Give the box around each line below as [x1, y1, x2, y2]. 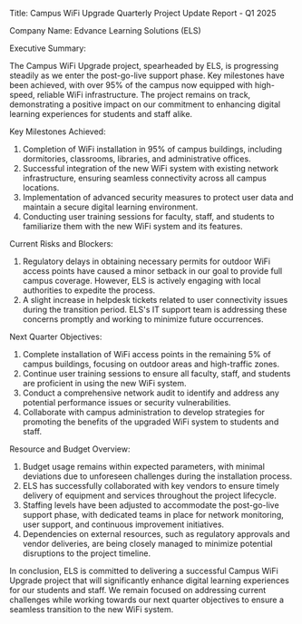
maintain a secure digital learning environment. [22, 201, 199, 212]
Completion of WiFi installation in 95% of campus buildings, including [22, 144, 283, 154]
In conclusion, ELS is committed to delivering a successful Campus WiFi [9, 566, 278, 576]
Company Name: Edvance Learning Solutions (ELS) [9, 25, 201, 35]
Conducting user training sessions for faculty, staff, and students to [22, 211, 275, 221]
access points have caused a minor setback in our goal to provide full [22, 266, 283, 276]
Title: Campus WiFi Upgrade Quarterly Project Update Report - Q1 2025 [9, 8, 277, 18]
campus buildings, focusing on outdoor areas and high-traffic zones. [22, 358, 279, 369]
